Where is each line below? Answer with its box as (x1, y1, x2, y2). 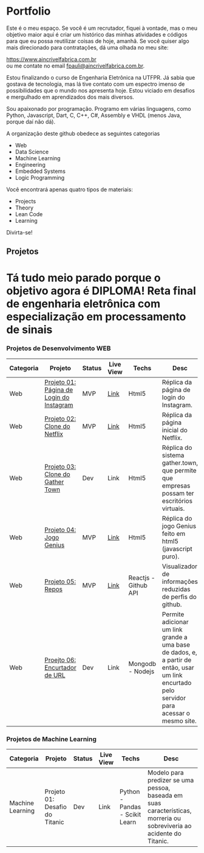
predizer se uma (148, 776, 194, 785)
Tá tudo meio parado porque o (6, 271, 161, 284)
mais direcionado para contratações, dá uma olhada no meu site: (6, 44, 169, 51)
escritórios (161, 496, 193, 505)
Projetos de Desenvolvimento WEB (6, 344, 111, 353)
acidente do (148, 829, 182, 838)
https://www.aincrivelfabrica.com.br (6, 55, 97, 63)
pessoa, (148, 784, 171, 792)
